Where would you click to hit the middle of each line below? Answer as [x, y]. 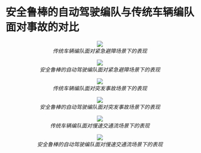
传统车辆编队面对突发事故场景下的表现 [100, 88]
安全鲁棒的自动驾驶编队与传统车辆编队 [100, 12]
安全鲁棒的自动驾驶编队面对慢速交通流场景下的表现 [100, 144]
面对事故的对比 [42, 27]
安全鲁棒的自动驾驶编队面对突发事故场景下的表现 [100, 107]
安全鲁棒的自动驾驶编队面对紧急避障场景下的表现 [100, 69]
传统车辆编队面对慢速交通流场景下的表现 [100, 126]
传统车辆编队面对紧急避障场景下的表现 [100, 51]
